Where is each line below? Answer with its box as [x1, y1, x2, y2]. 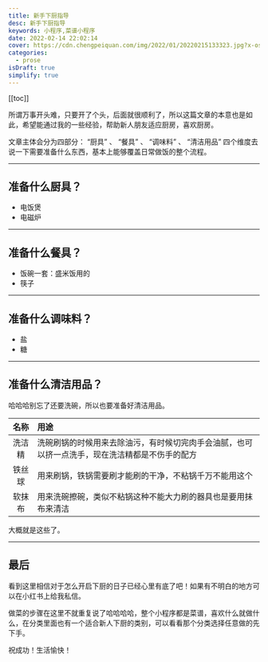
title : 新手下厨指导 [8, 11, 69, 20]
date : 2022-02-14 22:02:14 [8, 34, 98, 42]
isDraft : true [8, 64, 56, 72]
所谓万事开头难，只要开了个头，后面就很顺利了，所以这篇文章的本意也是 [8, 110, 246, 119]
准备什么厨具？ [8, 180, 82, 194]
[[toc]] [8, 93, 30, 102]
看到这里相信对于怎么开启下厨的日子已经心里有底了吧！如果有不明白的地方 [8, 581, 253, 591]
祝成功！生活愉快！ [8, 645, 72, 655]
